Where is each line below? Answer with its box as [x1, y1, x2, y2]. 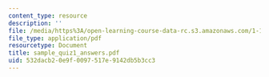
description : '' [8, 19, 62, 27]
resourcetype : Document [8, 42, 88, 50]
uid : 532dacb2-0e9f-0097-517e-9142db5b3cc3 [8, 57, 156, 65]
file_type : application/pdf [8, 34, 102, 43]
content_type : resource [8, 11, 88, 20]
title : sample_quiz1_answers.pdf [8, 49, 120, 57]
